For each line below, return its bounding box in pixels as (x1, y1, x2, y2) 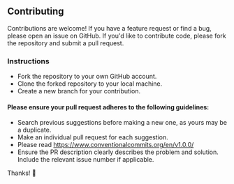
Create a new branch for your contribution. (17, 87, 141, 95)
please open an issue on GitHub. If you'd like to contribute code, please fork (7, 31, 226, 40)
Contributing (7, 6, 64, 17)
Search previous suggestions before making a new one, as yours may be (17, 118, 228, 127)
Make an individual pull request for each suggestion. (17, 133, 169, 141)
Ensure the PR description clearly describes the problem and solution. (17, 148, 219, 156)
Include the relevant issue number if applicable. (17, 155, 154, 164)
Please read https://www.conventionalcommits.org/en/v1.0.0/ (17, 141, 194, 149)
